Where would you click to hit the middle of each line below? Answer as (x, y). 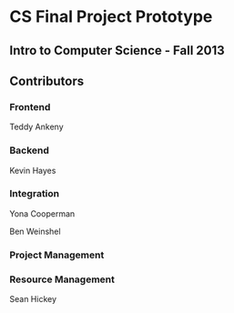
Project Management (57, 255)
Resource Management (62, 279)
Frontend (30, 106)
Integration (35, 194)
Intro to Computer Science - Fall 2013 (117, 50)
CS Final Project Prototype (111, 17)
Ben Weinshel (35, 231)
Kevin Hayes (33, 170)
